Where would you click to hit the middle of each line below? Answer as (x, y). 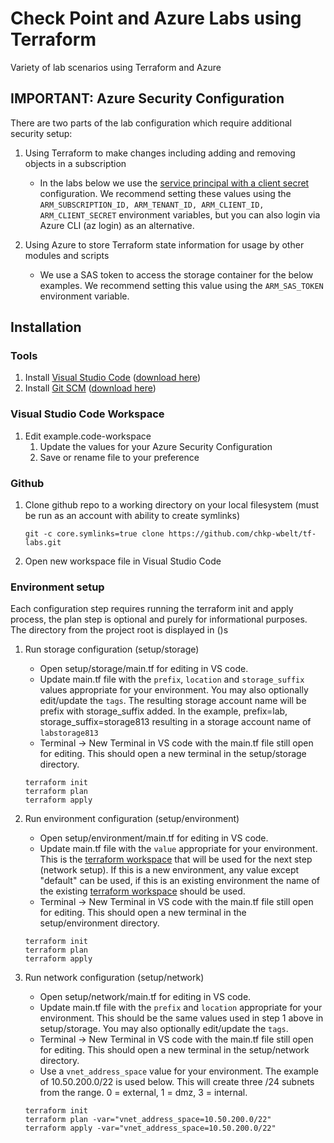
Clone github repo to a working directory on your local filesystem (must (172, 505)
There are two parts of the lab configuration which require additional (151, 123)
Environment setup (57, 587)
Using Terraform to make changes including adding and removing (160, 153)
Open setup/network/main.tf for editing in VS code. (145, 997)
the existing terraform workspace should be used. (142, 891)
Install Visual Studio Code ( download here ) (113, 378)
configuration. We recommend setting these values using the (165, 193)
